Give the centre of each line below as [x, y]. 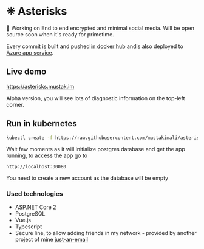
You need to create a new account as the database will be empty [87, 178]
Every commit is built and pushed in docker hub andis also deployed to [95, 46]
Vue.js [23, 220]
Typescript [29, 227]
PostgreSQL [30, 213]
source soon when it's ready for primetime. [60, 34]
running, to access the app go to [47, 155]
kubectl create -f [29, 138]
